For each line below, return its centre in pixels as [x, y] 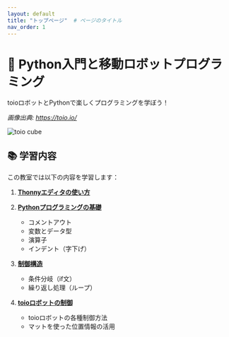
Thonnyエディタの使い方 [54, 192]
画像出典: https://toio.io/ [42, 118]
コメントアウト [50, 223]
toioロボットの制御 [45, 303]
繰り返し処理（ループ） [62, 288]
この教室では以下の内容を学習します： [63, 177]
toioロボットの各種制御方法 [68, 318]
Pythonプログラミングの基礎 [59, 207]
